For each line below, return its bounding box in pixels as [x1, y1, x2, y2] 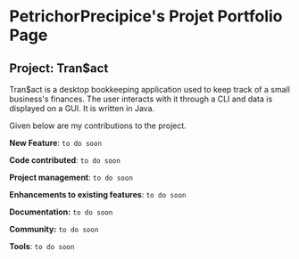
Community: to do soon [9, 224, 99, 234]
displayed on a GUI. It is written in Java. [9, 103, 155, 113]
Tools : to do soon [9, 241, 75, 251]
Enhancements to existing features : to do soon [9, 190, 187, 199]
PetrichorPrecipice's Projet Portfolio [9, 6, 283, 27]
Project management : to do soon [9, 172, 134, 182]
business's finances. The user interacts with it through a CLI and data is [9, 93, 273, 104]
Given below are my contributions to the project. [9, 120, 187, 131]
